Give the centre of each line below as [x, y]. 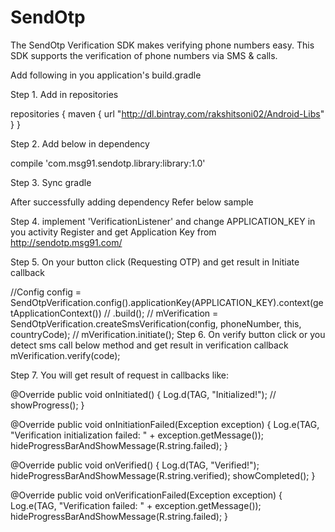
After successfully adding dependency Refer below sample [132, 202]
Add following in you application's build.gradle [106, 75]
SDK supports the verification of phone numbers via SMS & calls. [144, 55]
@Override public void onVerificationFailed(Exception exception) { [146, 495]
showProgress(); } [47, 405]
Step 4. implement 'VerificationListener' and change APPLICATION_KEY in [163, 221]
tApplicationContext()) [56, 313]
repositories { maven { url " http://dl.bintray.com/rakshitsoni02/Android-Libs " [167, 113]
